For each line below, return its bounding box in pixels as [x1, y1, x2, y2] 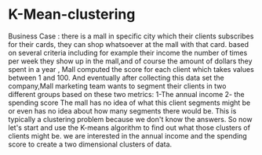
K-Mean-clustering [8, 5, 136, 23]
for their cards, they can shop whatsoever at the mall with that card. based [8, 39, 249, 49]
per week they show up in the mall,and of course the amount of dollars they [8, 56, 253, 66]
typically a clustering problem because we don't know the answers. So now [8, 114, 253, 124]
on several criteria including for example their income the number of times [8, 48, 248, 57]
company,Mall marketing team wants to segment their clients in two [8, 81, 227, 91]
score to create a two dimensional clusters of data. [8, 139, 173, 149]
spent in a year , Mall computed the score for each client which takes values [8, 64, 255, 74]
